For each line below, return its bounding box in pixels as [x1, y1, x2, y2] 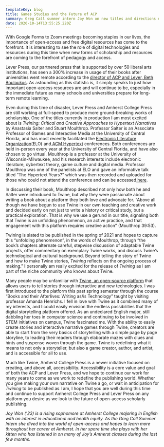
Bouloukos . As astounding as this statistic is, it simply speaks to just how [5, 80, 151, 86]
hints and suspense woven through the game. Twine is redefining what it [5, 340, 151, 346]
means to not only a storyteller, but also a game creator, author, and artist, [5, 345, 154, 351]
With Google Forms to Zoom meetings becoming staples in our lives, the [5, 34, 150, 40]
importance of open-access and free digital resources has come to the [5, 39, 147, 45]
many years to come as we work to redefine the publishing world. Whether [5, 375, 155, 381]
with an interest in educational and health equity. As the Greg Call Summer [5, 416, 156, 422]
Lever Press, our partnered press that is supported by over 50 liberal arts [5, 64, 152, 70]
